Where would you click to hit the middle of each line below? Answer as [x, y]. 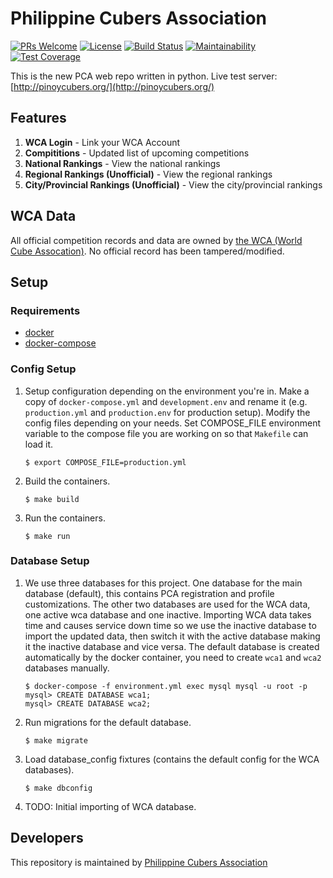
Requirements [45, 310]
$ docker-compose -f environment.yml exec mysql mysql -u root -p [166, 686]
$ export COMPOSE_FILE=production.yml [105, 462]
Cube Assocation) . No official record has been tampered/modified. [147, 251]
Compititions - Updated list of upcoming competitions [137, 153]
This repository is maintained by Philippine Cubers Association [139, 862]
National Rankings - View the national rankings [122, 163]
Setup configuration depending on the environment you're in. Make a [167, 391]
